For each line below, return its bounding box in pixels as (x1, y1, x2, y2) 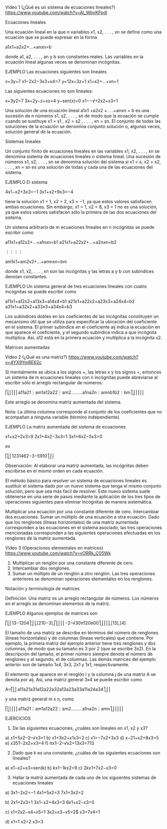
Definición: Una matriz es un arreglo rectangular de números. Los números (5, 595, 159, 601)
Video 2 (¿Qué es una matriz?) (5, 354, 68, 360)
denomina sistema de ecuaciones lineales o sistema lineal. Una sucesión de (5, 154, 161, 159)
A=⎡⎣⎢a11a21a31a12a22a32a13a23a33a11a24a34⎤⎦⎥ (5, 686, 111, 692)
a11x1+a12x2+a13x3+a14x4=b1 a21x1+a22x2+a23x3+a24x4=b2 (5, 298, 135, 304)
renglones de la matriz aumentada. (5, 535, 77, 541)
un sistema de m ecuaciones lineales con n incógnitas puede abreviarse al (5, 374, 158, 380)
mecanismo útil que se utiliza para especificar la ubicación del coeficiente (5, 319, 157, 324)
